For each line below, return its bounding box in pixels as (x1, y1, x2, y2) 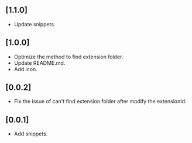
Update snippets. (13, 20, 56, 27)
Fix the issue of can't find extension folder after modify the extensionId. (13, 98, 187, 105)
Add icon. (13, 65, 37, 72)
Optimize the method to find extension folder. (13, 53, 124, 60)
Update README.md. (13, 59, 66, 67)
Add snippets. (13, 130, 48, 137)
